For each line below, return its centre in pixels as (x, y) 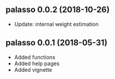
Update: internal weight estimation (56, 24)
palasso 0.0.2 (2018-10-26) (57, 10)
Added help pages (37, 63)
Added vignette (33, 69)
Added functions (35, 57)
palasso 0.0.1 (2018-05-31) (57, 43)
